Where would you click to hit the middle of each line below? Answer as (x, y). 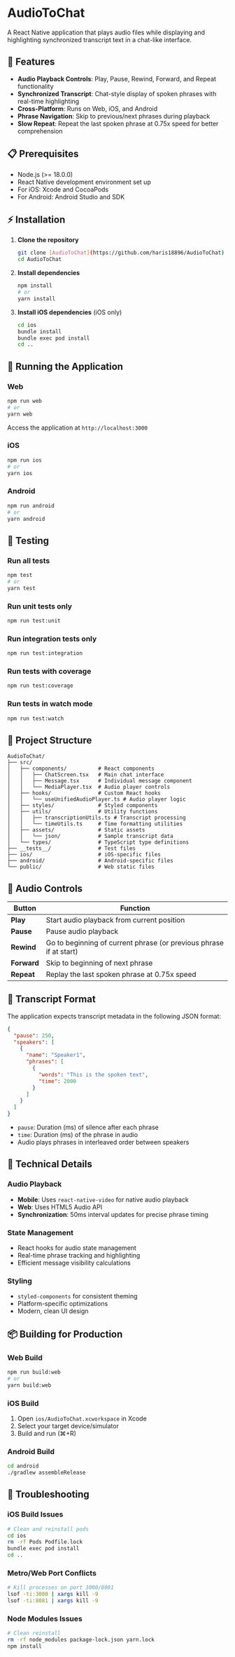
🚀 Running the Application (65, 366)
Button (25, 908)
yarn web (20, 414)
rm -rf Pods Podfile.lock (45, 1542)
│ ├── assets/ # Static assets (76, 830)
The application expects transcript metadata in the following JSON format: (114, 1016)
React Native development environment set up (84, 182)
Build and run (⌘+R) (47, 1433)
